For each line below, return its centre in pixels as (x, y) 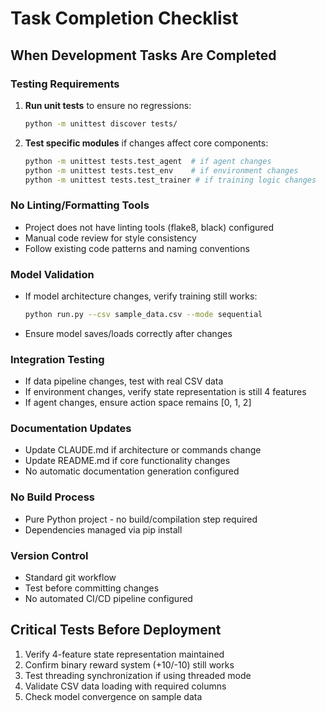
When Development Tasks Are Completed (143, 55)
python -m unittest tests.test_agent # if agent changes (148, 161)
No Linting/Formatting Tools (80, 205)
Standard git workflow (70, 578)
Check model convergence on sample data (113, 696)
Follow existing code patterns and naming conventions (137, 248)
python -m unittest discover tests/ (101, 123)
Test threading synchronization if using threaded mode (138, 675)
